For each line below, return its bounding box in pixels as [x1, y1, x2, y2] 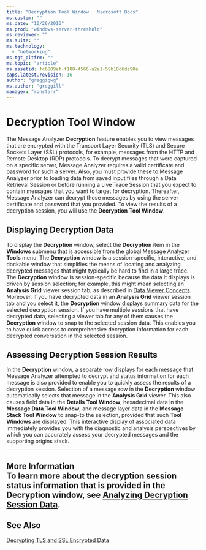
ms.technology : [6, 43, 45, 50]
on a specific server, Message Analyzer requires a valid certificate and [6, 161, 185, 168]
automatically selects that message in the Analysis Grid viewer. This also [6, 392, 191, 399]
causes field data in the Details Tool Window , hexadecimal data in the [6, 399, 184, 406]
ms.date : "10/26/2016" [6, 20, 64, 26]
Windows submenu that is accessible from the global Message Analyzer [6, 247, 190, 255]
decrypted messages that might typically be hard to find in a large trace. [6, 267, 189, 274]
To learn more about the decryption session [6, 470, 177, 481]
